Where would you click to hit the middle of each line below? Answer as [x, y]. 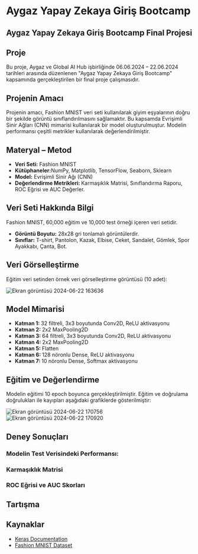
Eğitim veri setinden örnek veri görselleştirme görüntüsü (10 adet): [87, 279]
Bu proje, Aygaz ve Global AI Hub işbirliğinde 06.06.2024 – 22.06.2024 [92, 67]
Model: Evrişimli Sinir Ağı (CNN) [54, 177]
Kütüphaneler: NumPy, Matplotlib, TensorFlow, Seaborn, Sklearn [93, 170]
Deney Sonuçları [37, 437]
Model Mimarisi [35, 309]
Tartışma [23, 504]
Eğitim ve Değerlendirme [53, 380]
